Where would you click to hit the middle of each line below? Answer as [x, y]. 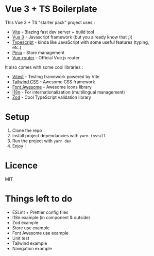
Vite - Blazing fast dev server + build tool [53, 32]
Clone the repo [27, 130]
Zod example [25, 222]
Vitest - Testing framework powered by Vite [56, 76]
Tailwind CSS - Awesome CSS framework [54, 82]
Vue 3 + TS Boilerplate [51, 9]
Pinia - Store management [38, 53]
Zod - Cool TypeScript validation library [51, 97]
